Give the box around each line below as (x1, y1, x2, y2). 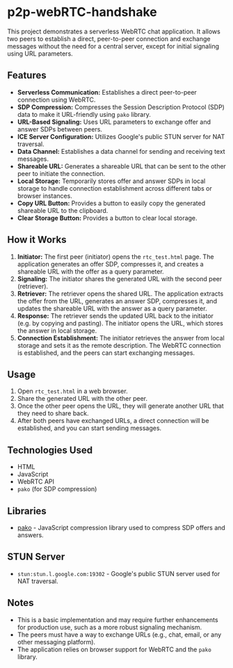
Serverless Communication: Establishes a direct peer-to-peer (17, 88, 197, 96)
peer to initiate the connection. (17, 169, 106, 177)
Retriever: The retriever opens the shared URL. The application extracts (17, 289, 224, 298)
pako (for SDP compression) (17, 485, 97, 493)
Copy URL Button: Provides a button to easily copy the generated (17, 199, 206, 207)
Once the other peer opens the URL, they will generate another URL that (17, 401, 224, 411)
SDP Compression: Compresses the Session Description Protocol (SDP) (17, 102, 225, 111)
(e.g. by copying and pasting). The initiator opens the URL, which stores (17, 319, 224, 327)
